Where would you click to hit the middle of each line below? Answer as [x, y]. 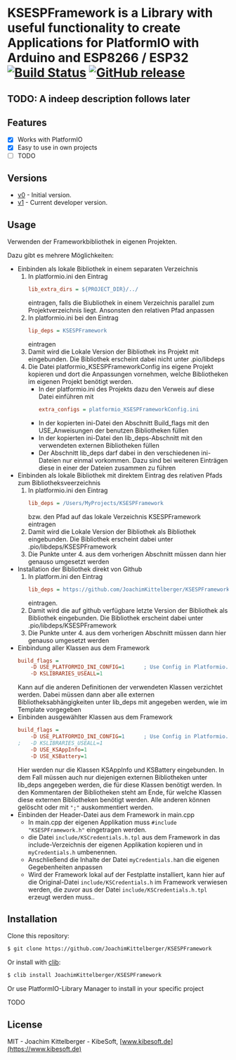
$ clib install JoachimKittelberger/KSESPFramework [84, 975]
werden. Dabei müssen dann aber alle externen [86, 694]
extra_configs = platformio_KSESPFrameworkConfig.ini [119, 409]
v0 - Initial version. [44, 195]
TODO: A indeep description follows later [99, 99]
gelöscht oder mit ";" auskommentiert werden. [85, 807]
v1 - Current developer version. [63, 203]
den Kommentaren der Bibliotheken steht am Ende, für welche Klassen [119, 792]
